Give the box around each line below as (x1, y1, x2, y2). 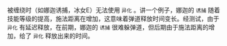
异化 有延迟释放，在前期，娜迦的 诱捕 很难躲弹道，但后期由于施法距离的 (7, 23, 209, 31)
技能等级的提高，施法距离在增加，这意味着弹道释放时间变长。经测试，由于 (7, 14, 219, 23)
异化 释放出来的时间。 (33, 32, 94, 40)
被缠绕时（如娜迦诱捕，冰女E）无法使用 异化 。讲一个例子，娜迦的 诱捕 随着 (7, 6, 220, 14)
